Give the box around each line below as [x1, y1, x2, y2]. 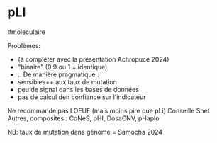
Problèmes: [7, 41, 41, 50]
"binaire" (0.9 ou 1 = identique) [17, 62, 108, 71]
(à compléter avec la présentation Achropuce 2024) [17, 55, 169, 64]
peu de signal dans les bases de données [17, 85, 140, 93]
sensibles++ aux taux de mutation [17, 77, 117, 86]
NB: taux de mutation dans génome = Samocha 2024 [7, 127, 163, 136]
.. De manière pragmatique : [17, 70, 99, 79]
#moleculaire [7, 28, 46, 36]
